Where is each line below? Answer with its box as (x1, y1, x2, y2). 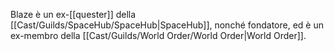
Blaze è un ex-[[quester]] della (10, 9, 137, 20)
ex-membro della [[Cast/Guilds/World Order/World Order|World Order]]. (10, 30, 307, 41)
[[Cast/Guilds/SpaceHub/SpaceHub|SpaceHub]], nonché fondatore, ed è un (10, 19, 324, 31)
